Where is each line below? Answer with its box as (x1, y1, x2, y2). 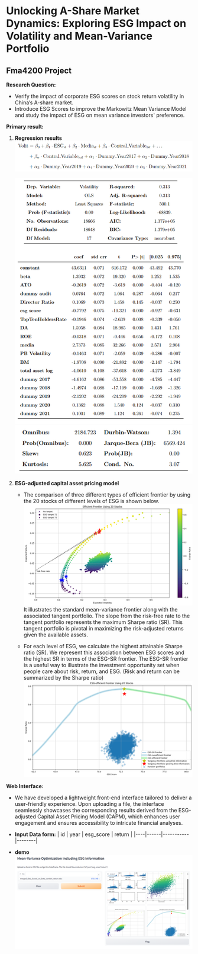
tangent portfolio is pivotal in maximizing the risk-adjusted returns (23, 625, 184, 632)
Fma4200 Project (6, 65, 72, 75)
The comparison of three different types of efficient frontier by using (23, 491, 191, 498)
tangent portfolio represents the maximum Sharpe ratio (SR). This (23, 618, 183, 626)
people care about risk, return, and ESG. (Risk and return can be (23, 668, 180, 675)
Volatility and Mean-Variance (6, 30, 152, 43)
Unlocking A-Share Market (6, 4, 140, 18)
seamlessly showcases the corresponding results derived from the (14, 807, 177, 814)
